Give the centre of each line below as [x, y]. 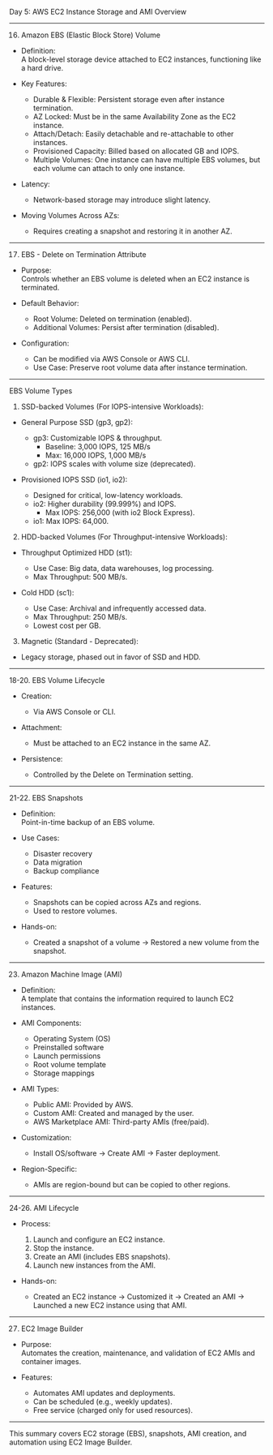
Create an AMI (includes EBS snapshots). [102, 1257]
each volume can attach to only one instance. [109, 168]
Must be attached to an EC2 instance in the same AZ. [122, 743]
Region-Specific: [49, 1169]
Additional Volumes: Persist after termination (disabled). [126, 327]
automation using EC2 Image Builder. [71, 1442]
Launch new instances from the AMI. [94, 1265]
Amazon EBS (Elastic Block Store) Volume [91, 35]
